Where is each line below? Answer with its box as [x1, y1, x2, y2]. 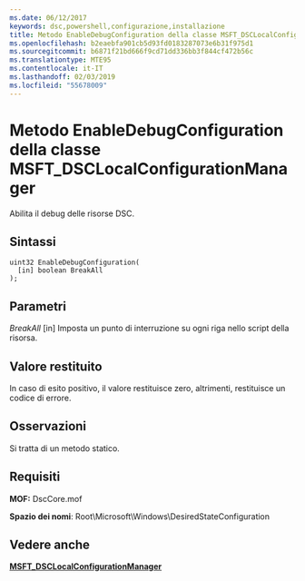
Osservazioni [9, 419, 87, 434]
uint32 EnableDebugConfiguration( [9, 258, 141, 268]
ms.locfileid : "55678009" [9, 81, 107, 90]
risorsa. [9, 332, 38, 343]
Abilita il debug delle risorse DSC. [9, 208, 134, 219]
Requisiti [9, 469, 61, 485]
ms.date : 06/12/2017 [9, 13, 88, 23]
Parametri [9, 299, 66, 314]
